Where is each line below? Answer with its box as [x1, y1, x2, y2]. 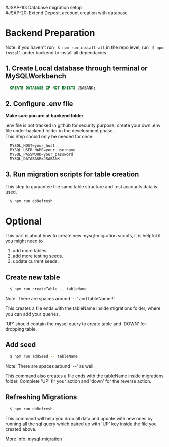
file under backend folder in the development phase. [5, 128, 115, 134]
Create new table [5, 273, 60, 282]
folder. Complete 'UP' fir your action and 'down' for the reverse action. [5, 378, 152, 384]
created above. [5, 426, 37, 432]
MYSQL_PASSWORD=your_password [10, 152, 73, 157]
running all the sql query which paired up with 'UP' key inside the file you [5, 421, 157, 427]
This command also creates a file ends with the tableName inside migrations [5, 373, 164, 379]
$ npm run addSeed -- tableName [10, 354, 78, 359]
